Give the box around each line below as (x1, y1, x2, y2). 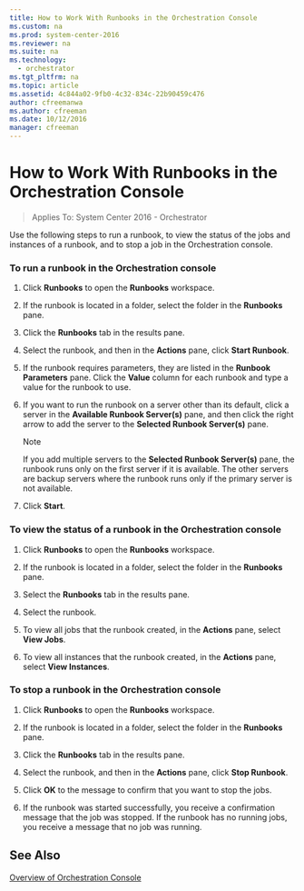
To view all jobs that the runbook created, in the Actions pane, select (22, 624, 281, 635)
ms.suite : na (9, 47, 59, 56)
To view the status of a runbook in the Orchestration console (9, 524, 282, 536)
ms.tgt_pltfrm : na (9, 73, 79, 82)
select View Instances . (22, 661, 111, 672)
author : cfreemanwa (9, 97, 83, 107)
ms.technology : (9, 55, 67, 65)
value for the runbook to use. (22, 382, 132, 393)
